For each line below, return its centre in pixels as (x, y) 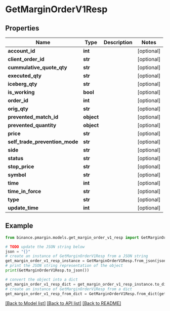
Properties (22, 28)
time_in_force (25, 191)
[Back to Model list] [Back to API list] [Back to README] (63, 303)
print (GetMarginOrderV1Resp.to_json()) (47, 270)
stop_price (21, 166)
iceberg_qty (23, 84)
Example (19, 226)
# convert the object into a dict (42, 279)
